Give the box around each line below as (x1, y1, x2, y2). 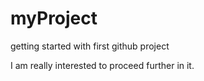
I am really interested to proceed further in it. (10, 59, 195, 71)
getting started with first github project (10, 40, 170, 52)
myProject (10, 7, 98, 30)
